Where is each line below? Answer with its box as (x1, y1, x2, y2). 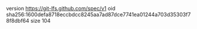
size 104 (30, 17, 51, 24)
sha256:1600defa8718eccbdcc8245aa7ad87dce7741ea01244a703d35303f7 (6, 11, 191, 18)
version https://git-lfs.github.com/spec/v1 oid (6, 5, 116, 12)
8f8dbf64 (6, 17, 29, 24)
